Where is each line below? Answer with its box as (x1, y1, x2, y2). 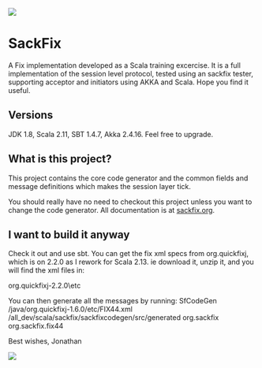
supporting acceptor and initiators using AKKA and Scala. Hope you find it (8, 77, 249, 87)
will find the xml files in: (8, 266, 85, 275)
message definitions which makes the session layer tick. (8, 181, 191, 191)
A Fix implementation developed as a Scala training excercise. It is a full (8, 60, 241, 70)
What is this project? (8, 152, 112, 165)
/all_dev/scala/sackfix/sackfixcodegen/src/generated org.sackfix (8, 313, 219, 322)
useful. (8, 85, 31, 95)
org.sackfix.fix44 (8, 322, 64, 331)
